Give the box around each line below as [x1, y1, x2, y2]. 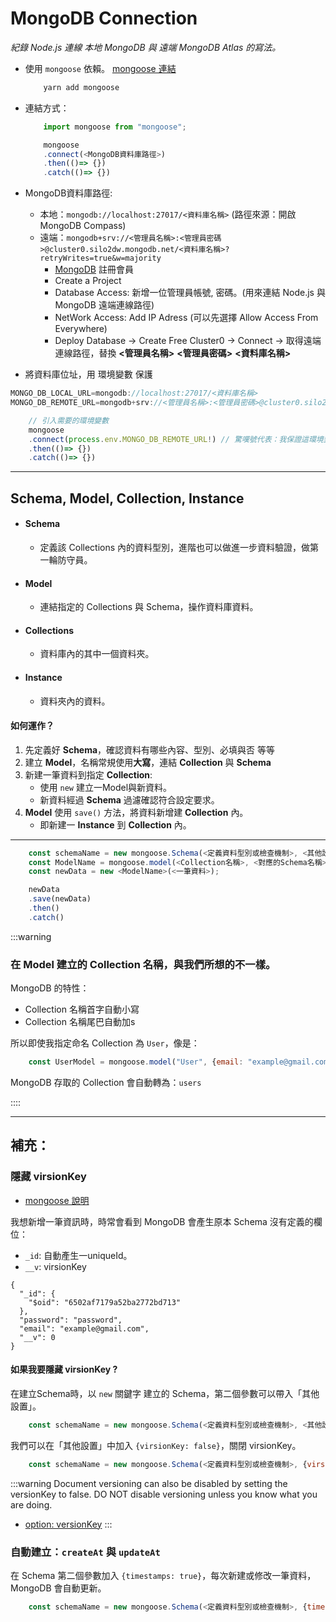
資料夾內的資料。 [39, 695, 111, 707]
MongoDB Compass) [39, 220, 127, 232]
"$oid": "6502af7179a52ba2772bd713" [28, 1297, 182, 1307]
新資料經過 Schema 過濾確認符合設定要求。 [39, 793, 220, 806]
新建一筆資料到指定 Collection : [24, 768, 153, 781]
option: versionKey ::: [24, 1518, 113, 1530]
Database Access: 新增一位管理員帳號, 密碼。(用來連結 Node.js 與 [54, 287, 326, 299]
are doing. [10, 1498, 53, 1511]
